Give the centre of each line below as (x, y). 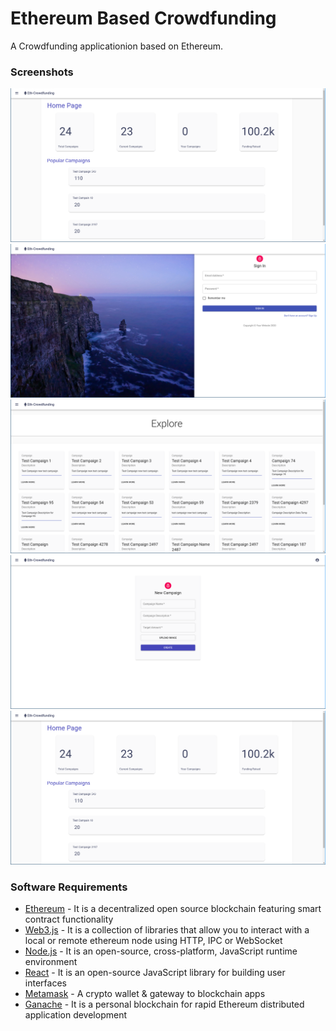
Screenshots (42, 72)
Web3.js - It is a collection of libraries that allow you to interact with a (167, 930)
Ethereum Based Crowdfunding (143, 18)
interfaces (45, 983)
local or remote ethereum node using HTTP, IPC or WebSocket (153, 940)
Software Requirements (69, 887)
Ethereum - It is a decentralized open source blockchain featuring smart (173, 908)
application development (76, 1015)
